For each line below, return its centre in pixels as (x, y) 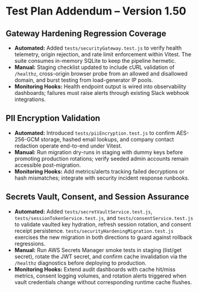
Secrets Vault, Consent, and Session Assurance (97, 197)
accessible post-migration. (48, 165)
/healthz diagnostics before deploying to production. (80, 263)
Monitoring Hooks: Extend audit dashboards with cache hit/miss (95, 269)
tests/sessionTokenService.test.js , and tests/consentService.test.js (104, 218)
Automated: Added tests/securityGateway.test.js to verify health (98, 48)
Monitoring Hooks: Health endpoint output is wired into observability (100, 86)
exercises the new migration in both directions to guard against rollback (103, 237)
